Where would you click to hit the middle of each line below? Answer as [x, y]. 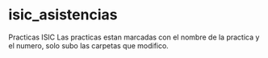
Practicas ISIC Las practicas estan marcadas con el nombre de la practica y [134, 37]
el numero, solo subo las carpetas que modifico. [89, 45]
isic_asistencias [63, 15]
